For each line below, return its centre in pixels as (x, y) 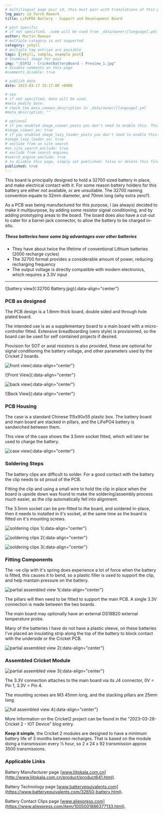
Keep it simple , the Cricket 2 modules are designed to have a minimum (76, 734)
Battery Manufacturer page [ (33, 772)
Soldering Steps (24, 463)
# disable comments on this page (39, 68)
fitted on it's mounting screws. (35, 519)
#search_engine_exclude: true (36, 157)
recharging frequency (34, 264)
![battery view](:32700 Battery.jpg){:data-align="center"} (62, 288)
